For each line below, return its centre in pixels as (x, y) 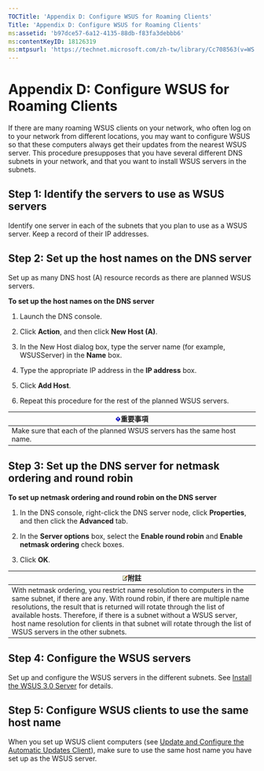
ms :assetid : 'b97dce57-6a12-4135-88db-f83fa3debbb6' (96, 33)
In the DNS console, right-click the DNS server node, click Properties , (133, 512)
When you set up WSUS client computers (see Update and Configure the (126, 741)
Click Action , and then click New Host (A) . (88, 331)
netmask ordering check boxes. (71, 544)
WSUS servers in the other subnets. (69, 631)
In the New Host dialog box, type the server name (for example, (122, 346)
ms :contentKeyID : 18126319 (52, 42)
